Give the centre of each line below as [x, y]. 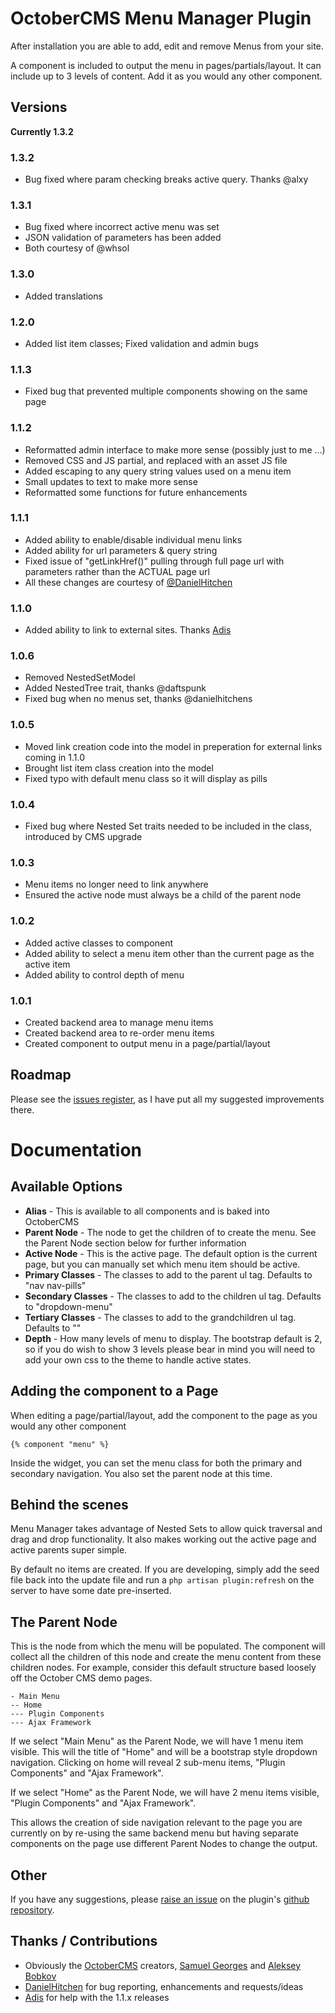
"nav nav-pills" [55, 1285]
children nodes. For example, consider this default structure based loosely [163, 1668]
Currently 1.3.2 [42, 131]
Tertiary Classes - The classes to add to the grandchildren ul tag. [160, 1317]
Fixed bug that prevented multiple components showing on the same [166, 391]
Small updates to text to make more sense [111, 481]
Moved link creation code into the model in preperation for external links [173, 746]
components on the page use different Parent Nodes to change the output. [164, 1844]
